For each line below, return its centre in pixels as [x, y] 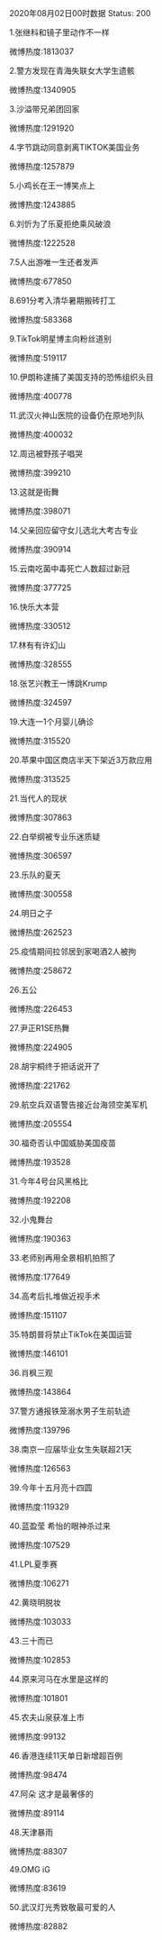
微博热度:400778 [41, 396]
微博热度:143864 [40, 1392]
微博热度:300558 [41, 894]
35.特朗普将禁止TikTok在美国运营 [71, 1334]
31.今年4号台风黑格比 [49, 1181]
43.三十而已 [31, 1641]
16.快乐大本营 [34, 607]
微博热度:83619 [38, 1888]
